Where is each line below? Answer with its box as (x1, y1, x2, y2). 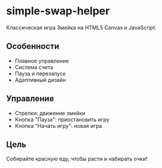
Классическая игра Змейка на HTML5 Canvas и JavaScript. (6, 24, 157, 31)
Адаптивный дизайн (14, 76, 66, 83)
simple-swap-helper (6, 4, 110, 18)
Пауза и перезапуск (14, 70, 66, 77)
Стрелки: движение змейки (14, 109, 85, 117)
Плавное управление (14, 57, 70, 64)
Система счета (14, 63, 54, 71)
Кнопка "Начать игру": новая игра (14, 122, 102, 129)
